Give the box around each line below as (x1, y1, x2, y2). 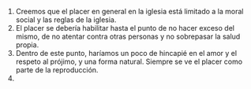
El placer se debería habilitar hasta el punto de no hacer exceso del (15, 24, 235, 32)
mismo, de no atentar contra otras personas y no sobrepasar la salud (15, 32, 241, 41)
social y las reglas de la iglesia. (15, 15, 117, 24)
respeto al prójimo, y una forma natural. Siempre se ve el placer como (15, 57, 243, 66)
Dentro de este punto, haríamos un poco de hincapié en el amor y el (15, 49, 238, 57)
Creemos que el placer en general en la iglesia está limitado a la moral (15, 7, 244, 16)
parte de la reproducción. (15, 65, 99, 74)
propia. (15, 40, 39, 50)
